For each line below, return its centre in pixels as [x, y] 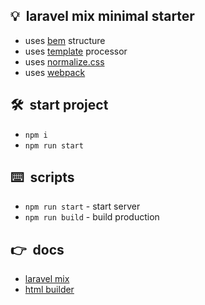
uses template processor [76, 51]
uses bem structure [65, 40]
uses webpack [55, 72]
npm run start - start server [82, 206]
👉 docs [37, 249]
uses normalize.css [64, 61]
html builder [49, 290]
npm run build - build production [92, 217]
